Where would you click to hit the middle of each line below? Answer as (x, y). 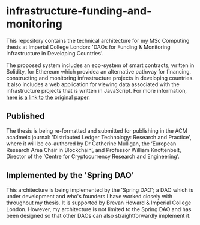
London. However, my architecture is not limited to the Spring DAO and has (99, 209)
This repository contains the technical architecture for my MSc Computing (98, 40)
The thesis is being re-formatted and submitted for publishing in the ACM (97, 130)
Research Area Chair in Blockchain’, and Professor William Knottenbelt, (94, 150)
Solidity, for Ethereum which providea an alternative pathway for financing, (99, 71)
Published (26, 116)
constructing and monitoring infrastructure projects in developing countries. (100, 78)
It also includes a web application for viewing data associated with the (93, 84)
